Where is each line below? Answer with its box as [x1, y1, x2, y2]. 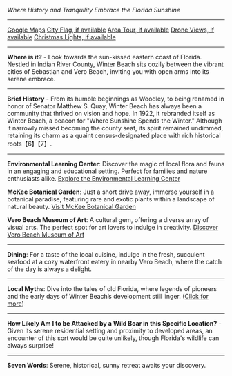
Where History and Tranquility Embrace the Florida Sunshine [7, 6, 181, 14]
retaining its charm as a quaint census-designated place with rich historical [7, 131, 221, 139]
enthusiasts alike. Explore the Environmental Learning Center [7, 175, 181, 182]
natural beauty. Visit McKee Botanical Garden [7, 203, 137, 210]
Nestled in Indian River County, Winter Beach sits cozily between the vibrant [7, 60, 224, 68]
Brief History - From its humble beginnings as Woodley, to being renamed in [7, 95, 224, 103]
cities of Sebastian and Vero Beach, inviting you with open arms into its [7, 68, 209, 75]
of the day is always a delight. [7, 265, 92, 273]
